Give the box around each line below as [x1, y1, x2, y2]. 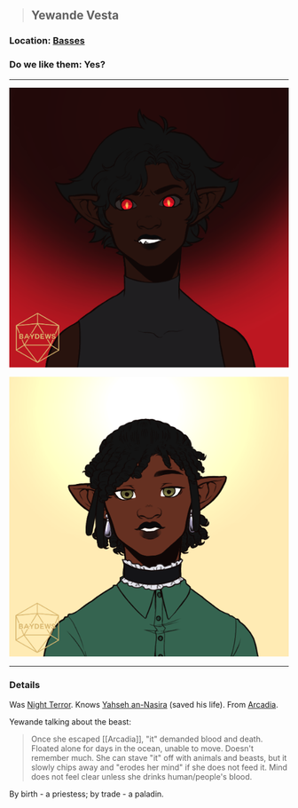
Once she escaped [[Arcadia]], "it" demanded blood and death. [30, 733, 263, 744]
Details [9, 679, 41, 692]
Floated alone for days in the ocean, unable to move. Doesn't [30, 742, 255, 754]
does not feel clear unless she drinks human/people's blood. [30, 771, 253, 781]
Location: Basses [9, 35, 86, 47]
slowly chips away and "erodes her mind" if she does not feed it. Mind [30, 762, 288, 772]
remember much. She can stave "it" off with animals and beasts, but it [30, 752, 287, 763]
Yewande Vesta [30, 8, 120, 23]
